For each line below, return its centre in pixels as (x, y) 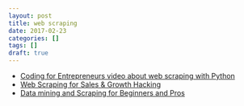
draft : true (28, 53)
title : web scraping (43, 23)
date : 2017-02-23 (38, 31)
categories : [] (34, 38)
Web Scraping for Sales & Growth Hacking (90, 84)
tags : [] (23, 46)
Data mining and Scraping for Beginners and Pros (103, 93)
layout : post (30, 16)
